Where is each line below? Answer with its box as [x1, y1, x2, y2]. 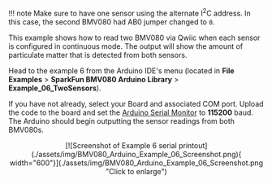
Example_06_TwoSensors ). [8, 83, 101, 93]
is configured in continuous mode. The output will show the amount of [8, 41, 244, 51]
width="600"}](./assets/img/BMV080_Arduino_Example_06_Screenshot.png [9, 158, 264, 168]
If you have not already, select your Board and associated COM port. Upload [8, 99, 264, 108]
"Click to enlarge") [105, 166, 168, 176]
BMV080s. [8, 125, 45, 134]
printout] [178, 140, 208, 150]
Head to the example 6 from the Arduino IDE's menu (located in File [8, 65, 235, 76]
